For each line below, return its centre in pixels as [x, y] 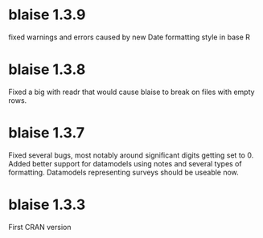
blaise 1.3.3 [47, 205]
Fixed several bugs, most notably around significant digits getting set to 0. [131, 155]
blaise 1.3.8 [47, 70]
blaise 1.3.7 [47, 133]
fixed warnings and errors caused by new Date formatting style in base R [129, 37]
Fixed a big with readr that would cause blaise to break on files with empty [131, 92]
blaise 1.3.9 [47, 15]
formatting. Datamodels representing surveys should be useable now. [123, 172]
